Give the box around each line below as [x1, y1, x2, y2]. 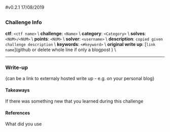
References [5, 110, 30, 116]
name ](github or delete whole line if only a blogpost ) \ [5, 47, 116, 53]
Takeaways [5, 87, 30, 93]
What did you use [5, 121, 42, 127]
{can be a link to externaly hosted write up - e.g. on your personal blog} [5, 75, 155, 81]
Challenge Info [5, 19, 42, 26]
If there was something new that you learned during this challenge [5, 98, 144, 104]
